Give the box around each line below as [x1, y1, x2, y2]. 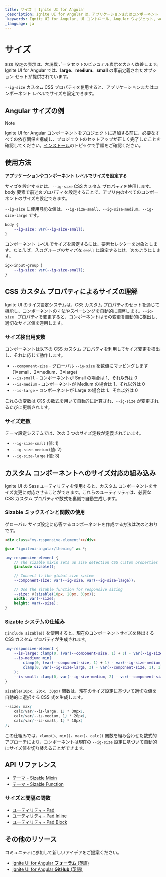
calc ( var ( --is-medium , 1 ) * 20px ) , [14, 714, 87, 719]
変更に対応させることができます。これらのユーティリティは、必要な [13, 489, 152, 495]
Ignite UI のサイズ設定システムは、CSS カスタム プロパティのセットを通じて [5, 301, 160, 308]
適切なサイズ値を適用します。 [5, 320, 66, 326]
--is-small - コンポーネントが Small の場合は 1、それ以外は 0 [12, 375, 137, 381]
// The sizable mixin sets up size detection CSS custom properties [14, 560, 158, 565]
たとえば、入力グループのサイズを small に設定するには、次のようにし [13, 247, 157, 253]
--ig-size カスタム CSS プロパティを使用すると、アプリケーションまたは [5, 84, 154, 90]
